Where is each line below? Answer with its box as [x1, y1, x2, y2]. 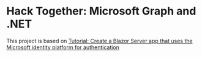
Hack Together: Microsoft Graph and [6, 4, 196, 18]
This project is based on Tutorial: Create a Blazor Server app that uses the [6, 37, 193, 44]
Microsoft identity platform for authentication [6, 44, 119, 51]
